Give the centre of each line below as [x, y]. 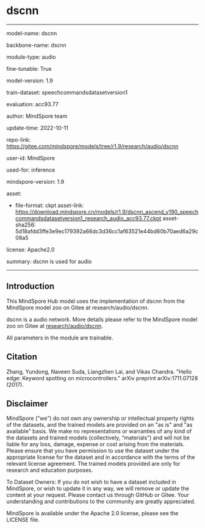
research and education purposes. [50, 470]
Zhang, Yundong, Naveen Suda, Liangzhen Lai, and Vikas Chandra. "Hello [99, 371]
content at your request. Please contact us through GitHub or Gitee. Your [98, 495]
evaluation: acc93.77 [33, 104]
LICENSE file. [23, 520]
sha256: [25, 225]
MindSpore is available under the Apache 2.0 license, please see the [92, 513]
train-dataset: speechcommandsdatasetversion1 [67, 92]
